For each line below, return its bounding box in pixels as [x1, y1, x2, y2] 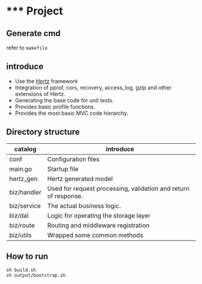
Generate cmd [6, 28, 61, 39]
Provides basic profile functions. [14, 103, 96, 110]
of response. [47, 191, 83, 200]
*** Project [6, 4, 63, 18]
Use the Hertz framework [14, 77, 78, 85]
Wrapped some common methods [47, 230, 144, 239]
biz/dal [9, 211, 29, 220]
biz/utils [9, 230, 32, 239]
